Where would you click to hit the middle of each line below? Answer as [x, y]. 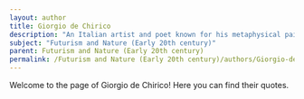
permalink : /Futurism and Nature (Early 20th [96, 59]
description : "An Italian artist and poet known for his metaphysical [145, 34]
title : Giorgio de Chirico [60, 26]
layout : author [38, 18]
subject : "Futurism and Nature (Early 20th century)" [113, 43]
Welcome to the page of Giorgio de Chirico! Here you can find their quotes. [149, 85]
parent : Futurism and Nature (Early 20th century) [107, 51]
